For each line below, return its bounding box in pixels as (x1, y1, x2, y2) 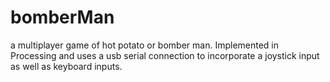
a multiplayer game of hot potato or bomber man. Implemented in (10, 39, 280, 51)
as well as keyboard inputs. (10, 60, 123, 72)
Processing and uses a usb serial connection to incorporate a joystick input (10, 49, 320, 61)
